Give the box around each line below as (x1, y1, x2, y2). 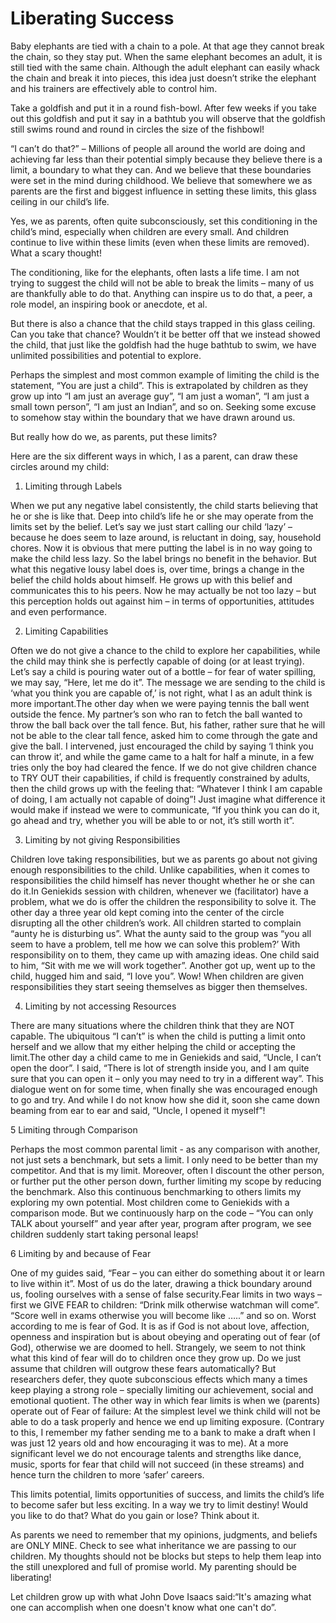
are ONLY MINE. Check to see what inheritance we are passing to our (10, 1539, 297, 1551)
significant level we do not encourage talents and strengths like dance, (10, 1447, 302, 1459)
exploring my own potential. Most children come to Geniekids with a (10, 1196, 290, 1208)
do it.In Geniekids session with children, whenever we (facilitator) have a (10, 885, 309, 897)
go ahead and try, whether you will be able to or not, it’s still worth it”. (10, 814, 295, 826)
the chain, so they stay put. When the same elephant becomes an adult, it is (10, 50, 323, 62)
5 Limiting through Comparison (10, 1123, 138, 1136)
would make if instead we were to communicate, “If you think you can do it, (10, 803, 320, 816)
